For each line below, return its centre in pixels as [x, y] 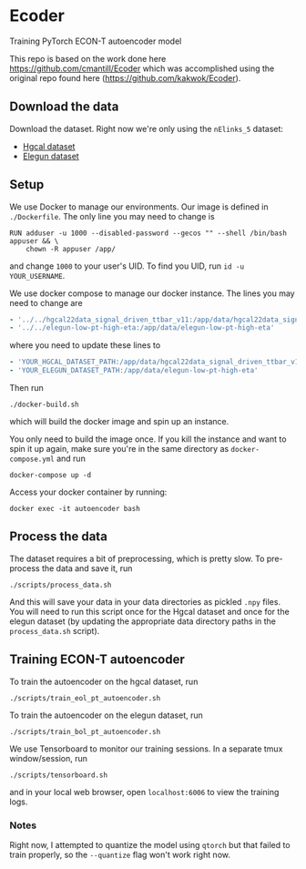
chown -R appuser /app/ [71, 249]
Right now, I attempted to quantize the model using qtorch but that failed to [150, 844]
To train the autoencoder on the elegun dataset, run [106, 715]
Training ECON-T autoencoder [97, 660]
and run [71, 459]
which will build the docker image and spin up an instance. [119, 422]
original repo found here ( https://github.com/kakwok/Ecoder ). [125, 77]
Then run [26, 388]
